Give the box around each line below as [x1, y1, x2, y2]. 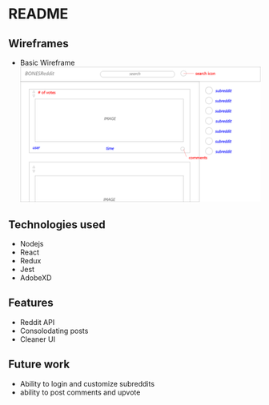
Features [8, 296, 54, 310]
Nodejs [19, 239, 44, 248]
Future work [8, 358, 70, 371]
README [8, 5, 69, 23]
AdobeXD [19, 273, 52, 283]
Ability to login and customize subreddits [19, 379, 155, 388]
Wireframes [8, 37, 70, 50]
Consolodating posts [19, 326, 89, 335]
